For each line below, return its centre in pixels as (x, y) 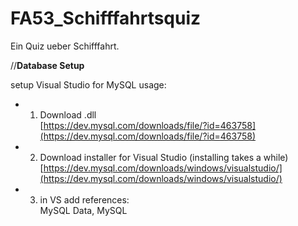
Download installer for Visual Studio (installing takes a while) (164, 157)
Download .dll (68, 114)
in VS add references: (84, 199)
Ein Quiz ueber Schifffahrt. (65, 46)
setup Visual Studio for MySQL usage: (88, 84)
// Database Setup (47, 65)
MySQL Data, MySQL (83, 210)
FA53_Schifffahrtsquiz (106, 18)
